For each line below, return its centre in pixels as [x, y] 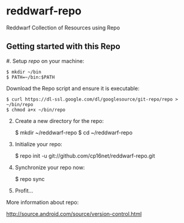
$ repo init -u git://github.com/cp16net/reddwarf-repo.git [85, 156]
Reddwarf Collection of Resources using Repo [63, 28]
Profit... [24, 191]
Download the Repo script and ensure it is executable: [73, 88]
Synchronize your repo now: [50, 167]
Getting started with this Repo [64, 46]
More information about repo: [43, 202]
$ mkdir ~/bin [24, 72]
